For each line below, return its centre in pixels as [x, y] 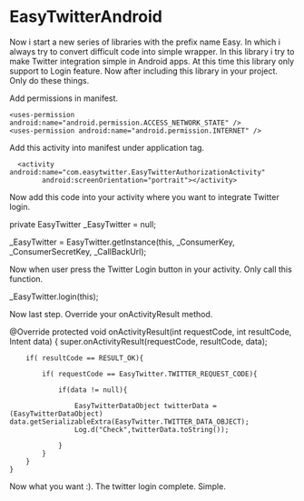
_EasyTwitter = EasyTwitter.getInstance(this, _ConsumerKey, [122, 242]
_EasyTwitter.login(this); [54, 296]
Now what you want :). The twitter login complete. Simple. [118, 486]
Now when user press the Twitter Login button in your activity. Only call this [151, 269]
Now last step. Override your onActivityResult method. [111, 314]
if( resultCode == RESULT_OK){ [85, 358]
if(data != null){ [93, 390]
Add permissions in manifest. [64, 98]
